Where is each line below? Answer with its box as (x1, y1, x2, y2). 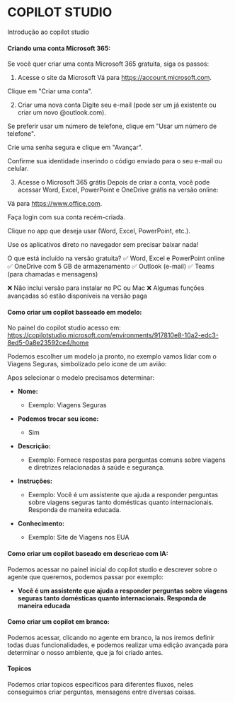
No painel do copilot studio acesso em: (7, 323, 122, 332)
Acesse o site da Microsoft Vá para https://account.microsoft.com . (17, 74, 212, 82)
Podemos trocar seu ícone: (17, 414, 99, 423)
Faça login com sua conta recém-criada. (7, 213, 126, 221)
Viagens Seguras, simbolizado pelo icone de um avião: (7, 360, 168, 368)
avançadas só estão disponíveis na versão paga (7, 291, 147, 301)
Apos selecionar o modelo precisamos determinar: (7, 373, 154, 382)
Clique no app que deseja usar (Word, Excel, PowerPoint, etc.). (7, 227, 191, 236)
